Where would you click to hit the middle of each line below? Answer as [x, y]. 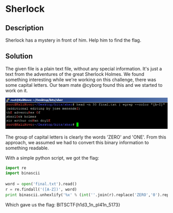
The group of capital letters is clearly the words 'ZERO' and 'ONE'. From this [86, 137]
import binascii [23, 173]
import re [16, 168]
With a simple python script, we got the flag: [52, 158]
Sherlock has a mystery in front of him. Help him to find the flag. [73, 40]
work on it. [17, 90]
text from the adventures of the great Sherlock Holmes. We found [75, 74]
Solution [19, 56]
